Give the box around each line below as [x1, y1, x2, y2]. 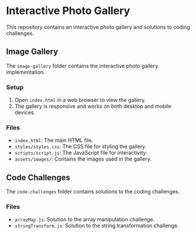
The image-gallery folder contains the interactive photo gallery [6, 62, 158, 69]
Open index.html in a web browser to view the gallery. [14, 97, 146, 104]
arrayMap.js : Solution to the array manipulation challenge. [14, 216, 155, 223]
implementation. [6, 69, 45, 76]
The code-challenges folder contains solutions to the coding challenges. [6, 188, 180, 195]
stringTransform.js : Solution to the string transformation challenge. [14, 222, 179, 229]
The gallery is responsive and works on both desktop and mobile [14, 103, 171, 110]
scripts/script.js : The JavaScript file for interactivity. [14, 149, 148, 156]
